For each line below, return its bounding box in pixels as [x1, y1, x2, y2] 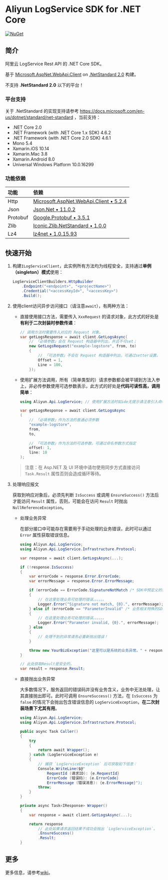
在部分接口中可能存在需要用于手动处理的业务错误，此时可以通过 [19, 526, 151, 532]
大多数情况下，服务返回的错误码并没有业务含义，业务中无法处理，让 [19, 687, 160, 693]
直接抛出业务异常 [19, 676, 55, 682]
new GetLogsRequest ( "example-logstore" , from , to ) [29, 344, 136, 349]
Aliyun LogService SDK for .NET [5, 4, 141, 15]
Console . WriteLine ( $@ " [37, 766, 85, 771]
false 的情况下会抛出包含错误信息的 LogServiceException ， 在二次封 [19, 699, 160, 705]
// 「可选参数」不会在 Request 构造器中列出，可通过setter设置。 [37, 353, 160, 358]
